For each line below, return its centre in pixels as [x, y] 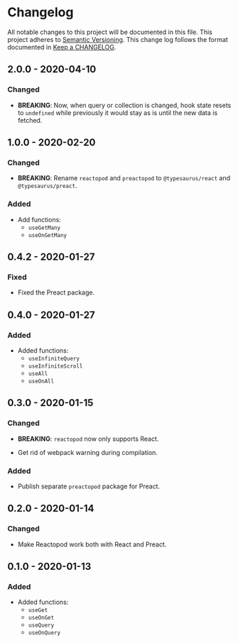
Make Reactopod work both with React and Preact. [92, 544]
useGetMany [44, 228]
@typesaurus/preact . [47, 186]
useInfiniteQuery [54, 358]
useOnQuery [44, 633]
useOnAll [41, 381]
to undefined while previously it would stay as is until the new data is [118, 112]
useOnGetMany [48, 235]
